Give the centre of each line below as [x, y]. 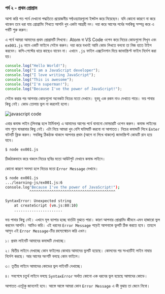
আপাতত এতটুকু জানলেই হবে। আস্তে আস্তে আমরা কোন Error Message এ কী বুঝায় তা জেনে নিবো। [78, 286]
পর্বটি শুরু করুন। [17, 30]
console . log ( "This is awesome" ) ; [39, 79]
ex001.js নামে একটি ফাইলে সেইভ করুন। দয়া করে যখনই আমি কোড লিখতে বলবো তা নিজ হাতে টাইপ [78, 45]
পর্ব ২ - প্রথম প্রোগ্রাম [21, 8]
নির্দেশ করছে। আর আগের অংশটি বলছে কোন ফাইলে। [43, 256]
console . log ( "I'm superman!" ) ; [37, 84]
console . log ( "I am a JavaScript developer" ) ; [52, 71]
